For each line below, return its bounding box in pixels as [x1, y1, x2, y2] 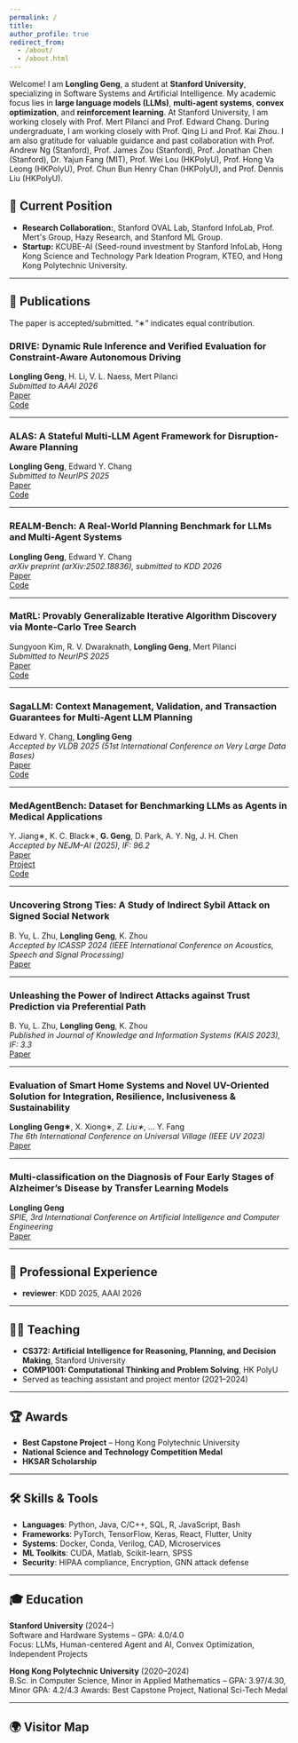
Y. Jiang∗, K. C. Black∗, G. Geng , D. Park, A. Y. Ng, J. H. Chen [9, 831, 239, 842]
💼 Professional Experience [9, 1264, 158, 1280]
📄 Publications [9, 294, 90, 309]
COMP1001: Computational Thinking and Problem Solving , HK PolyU [21, 1365, 278, 1375]
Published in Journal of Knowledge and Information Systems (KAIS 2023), [9, 1030, 281, 1040]
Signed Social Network [9, 910, 110, 923]
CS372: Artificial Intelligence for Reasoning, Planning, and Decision [21, 1346, 277, 1357]
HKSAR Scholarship [21, 1456, 98, 1467]
